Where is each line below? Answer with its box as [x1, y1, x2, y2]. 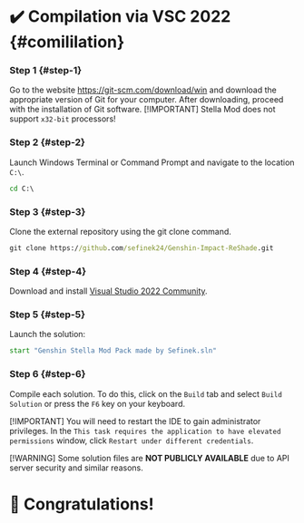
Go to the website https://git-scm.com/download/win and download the [9, 84, 277, 95]
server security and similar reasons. [9, 462, 143, 473]
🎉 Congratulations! [9, 494, 154, 514]
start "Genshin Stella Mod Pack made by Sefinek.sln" [9, 346, 218, 355]
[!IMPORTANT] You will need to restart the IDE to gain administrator [9, 415, 261, 426]
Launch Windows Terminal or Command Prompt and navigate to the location [9, 157, 295, 168]
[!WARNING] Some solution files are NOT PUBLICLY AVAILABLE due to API [9, 452, 290, 463]
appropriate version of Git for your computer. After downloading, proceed [9, 94, 284, 105]
